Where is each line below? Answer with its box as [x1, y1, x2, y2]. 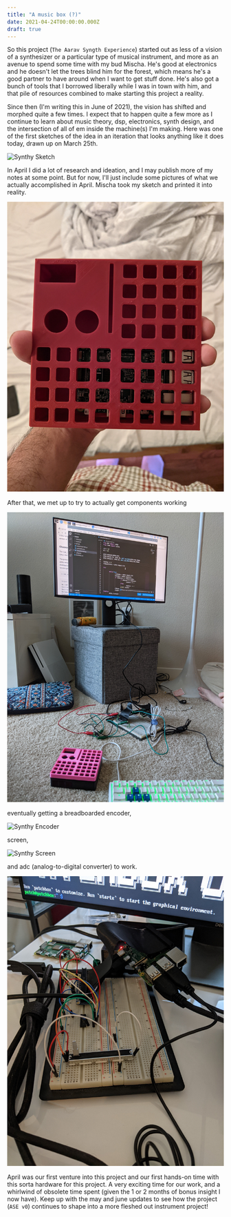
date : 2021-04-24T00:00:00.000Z [7, 18, 100, 26]
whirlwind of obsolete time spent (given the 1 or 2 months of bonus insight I [7, 1187, 221, 1196]
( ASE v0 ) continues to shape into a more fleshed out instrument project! [7, 1203, 208, 1211]
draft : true [7, 26, 41, 32]
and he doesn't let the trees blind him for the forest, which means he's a [7, 68, 211, 76]
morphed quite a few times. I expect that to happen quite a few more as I [7, 110, 213, 119]
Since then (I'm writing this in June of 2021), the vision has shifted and [7, 103, 206, 111]
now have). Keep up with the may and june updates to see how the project [7, 1195, 218, 1203]
